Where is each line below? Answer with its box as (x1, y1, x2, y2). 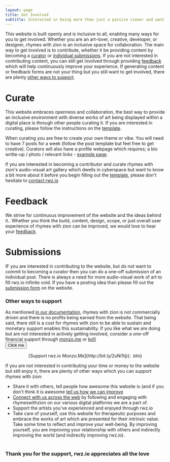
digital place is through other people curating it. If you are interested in (5, 120, 153, 126)
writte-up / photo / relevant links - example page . (5, 151, 108, 158)
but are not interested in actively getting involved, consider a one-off (5, 331, 149, 337)
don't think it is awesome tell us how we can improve (12, 389, 123, 395)
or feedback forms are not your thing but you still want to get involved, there (5, 69, 165, 75)
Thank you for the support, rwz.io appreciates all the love (5, 450, 150, 457)
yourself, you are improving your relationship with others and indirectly (12, 427, 161, 433)
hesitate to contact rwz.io (5, 177, 59, 184)
